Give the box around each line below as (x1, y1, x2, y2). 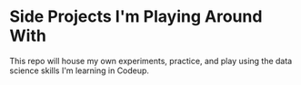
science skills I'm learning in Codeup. (9, 65, 150, 76)
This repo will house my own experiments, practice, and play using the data (9, 55, 293, 66)
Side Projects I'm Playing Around (9, 6, 263, 27)
